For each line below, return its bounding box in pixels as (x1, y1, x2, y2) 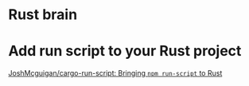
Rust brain (8, 6, 78, 24)
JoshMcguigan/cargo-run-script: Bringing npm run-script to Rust (8, 68, 223, 78)
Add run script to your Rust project (8, 42, 242, 61)
